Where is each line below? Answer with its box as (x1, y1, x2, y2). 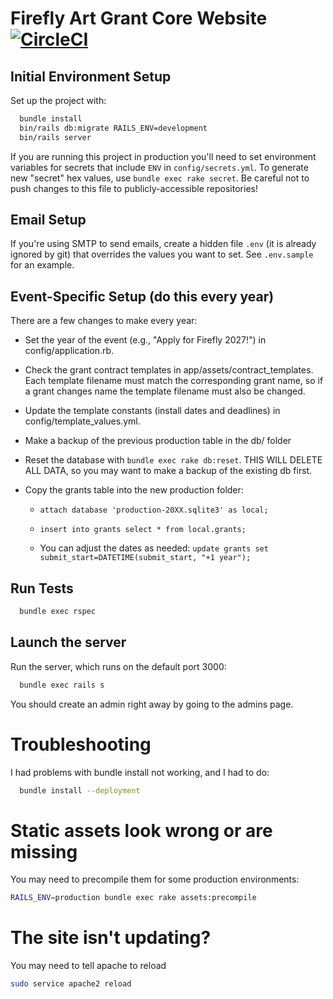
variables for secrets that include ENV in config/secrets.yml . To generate (10, 161, 309, 173)
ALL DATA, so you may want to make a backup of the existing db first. (24, 465, 313, 477)
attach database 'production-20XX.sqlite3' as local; (39, 505, 269, 516)
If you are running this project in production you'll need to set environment (10, 150, 317, 162)
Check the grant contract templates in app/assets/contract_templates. (24, 364, 314, 376)
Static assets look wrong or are (10, 819, 273, 842)
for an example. (10, 259, 75, 271)
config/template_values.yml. (24, 415, 141, 427)
